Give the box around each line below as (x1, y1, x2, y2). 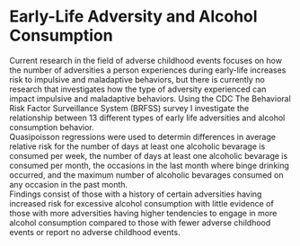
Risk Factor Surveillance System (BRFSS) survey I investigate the (9, 102, 250, 113)
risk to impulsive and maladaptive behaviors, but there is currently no (9, 74, 265, 84)
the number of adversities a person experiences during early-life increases (9, 65, 287, 75)
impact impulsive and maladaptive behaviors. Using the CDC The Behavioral (9, 92, 292, 104)
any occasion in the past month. (9, 179, 128, 189)
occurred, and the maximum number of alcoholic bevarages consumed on (9, 169, 284, 180)
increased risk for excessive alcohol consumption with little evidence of (9, 198, 274, 208)
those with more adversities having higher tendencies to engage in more (9, 207, 278, 218)
